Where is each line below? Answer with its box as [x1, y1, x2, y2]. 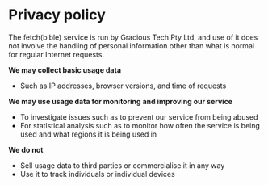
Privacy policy [8, 6, 107, 24]
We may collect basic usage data [8, 65, 122, 74]
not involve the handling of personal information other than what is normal [8, 40, 255, 50]
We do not [8, 145, 44, 154]
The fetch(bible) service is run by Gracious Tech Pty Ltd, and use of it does [8, 32, 258, 42]
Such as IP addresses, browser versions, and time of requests [19, 81, 227, 90]
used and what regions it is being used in [19, 129, 157, 139]
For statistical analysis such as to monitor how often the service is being [19, 120, 261, 130]
